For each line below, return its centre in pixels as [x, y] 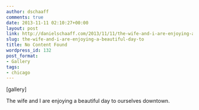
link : [13, 34]
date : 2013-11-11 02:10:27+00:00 [47, 23]
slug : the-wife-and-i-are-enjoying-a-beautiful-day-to [75, 39]
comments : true [25, 17]
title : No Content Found [37, 45]
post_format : [22, 56]
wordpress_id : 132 [29, 51]
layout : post [22, 28]
